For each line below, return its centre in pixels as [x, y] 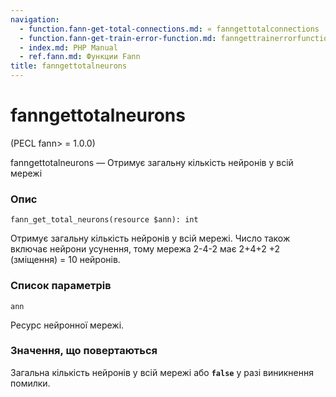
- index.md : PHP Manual [68, 47]
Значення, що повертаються [84, 351]
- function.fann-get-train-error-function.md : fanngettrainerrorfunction [176, 38]
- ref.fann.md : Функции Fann [80, 57]
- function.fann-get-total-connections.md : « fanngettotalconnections [169, 29]
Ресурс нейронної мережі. [67, 325]
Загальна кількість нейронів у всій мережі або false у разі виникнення [162, 372]
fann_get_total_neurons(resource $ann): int [104, 220]
